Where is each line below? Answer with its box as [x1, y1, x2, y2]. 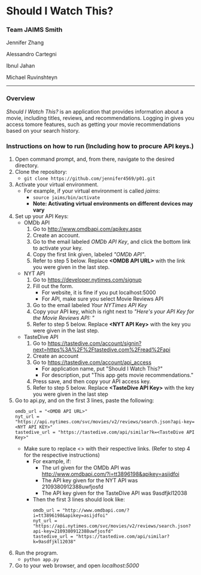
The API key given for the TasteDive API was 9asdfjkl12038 [41, 490, 187, 497]
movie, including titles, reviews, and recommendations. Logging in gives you [6, 114, 194, 121]
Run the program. [14, 549, 59, 556]
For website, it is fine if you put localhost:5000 [41, 289, 157, 296]
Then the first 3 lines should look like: [32, 496, 126, 503]
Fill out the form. [32, 283, 74, 290]
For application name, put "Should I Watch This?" [41, 365, 163, 372]
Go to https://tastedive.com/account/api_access [32, 359, 151, 366]
